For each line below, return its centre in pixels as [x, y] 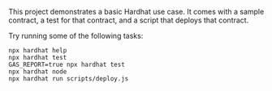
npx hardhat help [38, 51]
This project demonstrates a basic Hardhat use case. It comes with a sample [136, 12]
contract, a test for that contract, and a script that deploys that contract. [129, 20]
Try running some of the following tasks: [76, 36]
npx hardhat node [38, 72]
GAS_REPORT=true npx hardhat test [67, 64]
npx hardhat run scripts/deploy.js [69, 79]
